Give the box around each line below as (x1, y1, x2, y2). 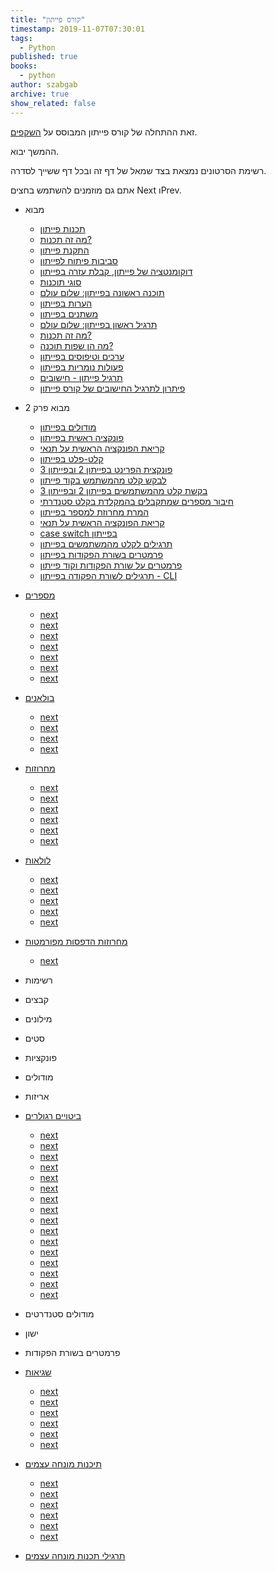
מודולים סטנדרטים (24, 1307, 95, 1320)
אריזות (24, 1090, 50, 1102)
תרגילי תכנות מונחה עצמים (24, 1549, 126, 1561)
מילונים (24, 1012, 53, 1025)
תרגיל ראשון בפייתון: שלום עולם (39, 318, 158, 330)
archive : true (10, 89, 70, 99)
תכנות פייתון (39, 222, 86, 235)
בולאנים (24, 691, 55, 703)
